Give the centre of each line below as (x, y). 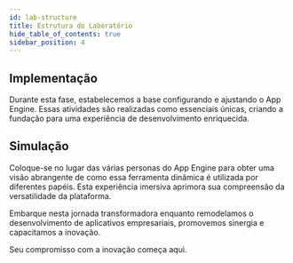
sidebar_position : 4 (48, 42)
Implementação (53, 78)
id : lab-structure (43, 17)
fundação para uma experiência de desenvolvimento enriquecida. (130, 119)
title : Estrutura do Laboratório (71, 26)
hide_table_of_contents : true (65, 34)
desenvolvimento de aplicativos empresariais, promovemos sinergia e (137, 222)
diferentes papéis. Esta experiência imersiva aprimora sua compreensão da (147, 187)
